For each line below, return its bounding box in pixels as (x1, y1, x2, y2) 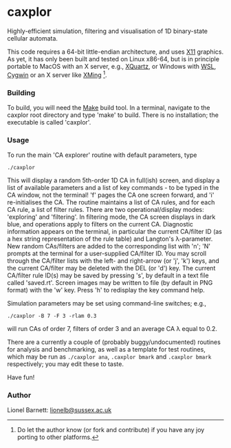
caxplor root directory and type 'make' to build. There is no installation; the (7, 111, 219, 119)
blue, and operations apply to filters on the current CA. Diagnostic (7, 220, 194, 228)
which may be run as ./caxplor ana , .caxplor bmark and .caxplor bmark (7, 352, 212, 361)
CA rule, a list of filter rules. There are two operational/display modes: (7, 206, 204, 214)
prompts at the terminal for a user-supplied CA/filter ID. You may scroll (7, 249, 207, 258)
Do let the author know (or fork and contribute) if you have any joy (16, 426, 205, 434)
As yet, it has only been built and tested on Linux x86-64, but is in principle (7, 54, 220, 63)
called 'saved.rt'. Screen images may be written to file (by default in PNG (7, 279, 213, 287)
